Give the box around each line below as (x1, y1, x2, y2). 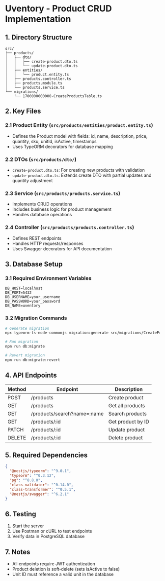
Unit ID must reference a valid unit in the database (12, 571, 114, 578)
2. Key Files (5, 107, 41, 116)
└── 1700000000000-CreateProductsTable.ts (14, 94, 102, 99)
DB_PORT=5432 (5, 290, 32, 295)
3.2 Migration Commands (5, 314, 67, 321)
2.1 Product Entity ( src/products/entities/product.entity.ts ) (5, 122, 153, 129)
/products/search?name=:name (31, 410, 104, 417)
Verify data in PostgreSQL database (12, 534, 85, 540)
